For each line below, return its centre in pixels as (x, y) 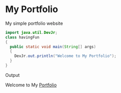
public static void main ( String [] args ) (53, 46)
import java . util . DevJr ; (31, 32)
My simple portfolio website (34, 23)
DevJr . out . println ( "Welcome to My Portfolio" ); (65, 56)
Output (12, 75)
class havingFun (22, 37)
